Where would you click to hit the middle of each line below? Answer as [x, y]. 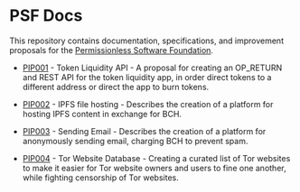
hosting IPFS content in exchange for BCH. [102, 114]
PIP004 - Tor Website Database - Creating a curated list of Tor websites [156, 158]
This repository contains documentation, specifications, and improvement [147, 41]
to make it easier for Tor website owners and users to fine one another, [154, 168]
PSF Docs [46, 16]
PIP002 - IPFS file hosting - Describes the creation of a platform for [148, 104]
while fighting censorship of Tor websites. [100, 178]
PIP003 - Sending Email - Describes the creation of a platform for [144, 131]
